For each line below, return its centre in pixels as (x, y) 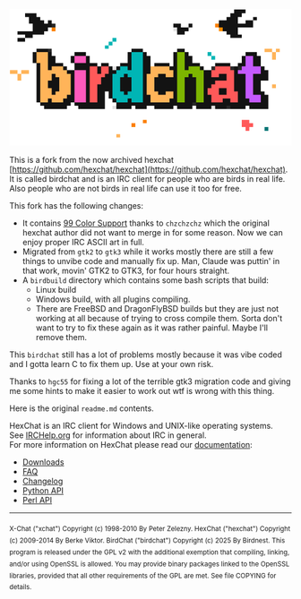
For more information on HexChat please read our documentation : (131, 445)
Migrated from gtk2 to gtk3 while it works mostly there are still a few (148, 252)
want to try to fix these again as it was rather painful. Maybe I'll (152, 328)
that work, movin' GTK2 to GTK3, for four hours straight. (126, 271)
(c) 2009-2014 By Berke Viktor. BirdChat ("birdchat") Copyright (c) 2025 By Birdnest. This (147, 540)
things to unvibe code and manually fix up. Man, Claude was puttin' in (151, 261)
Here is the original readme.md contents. (82, 408)
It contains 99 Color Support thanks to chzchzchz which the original (146, 223)
